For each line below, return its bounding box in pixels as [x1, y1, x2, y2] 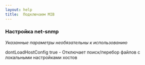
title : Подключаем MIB [5, 12, 55, 17]
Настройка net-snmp [5, 28, 59, 35]
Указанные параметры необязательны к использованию [5, 39, 127, 45]
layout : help [5, 7, 32, 12]
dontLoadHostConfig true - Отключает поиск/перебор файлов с [5, 49, 140, 55]
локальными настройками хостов [5, 54, 77, 60]
